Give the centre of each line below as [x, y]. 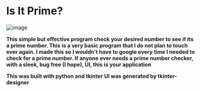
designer [18, 82]
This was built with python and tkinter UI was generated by [82, 76]
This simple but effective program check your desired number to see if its [100, 39]
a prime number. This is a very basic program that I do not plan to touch [97, 45]
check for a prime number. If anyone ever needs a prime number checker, [100, 58]
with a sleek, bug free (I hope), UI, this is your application [79, 65]
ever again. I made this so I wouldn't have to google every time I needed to [101, 51]
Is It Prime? [35, 11]
